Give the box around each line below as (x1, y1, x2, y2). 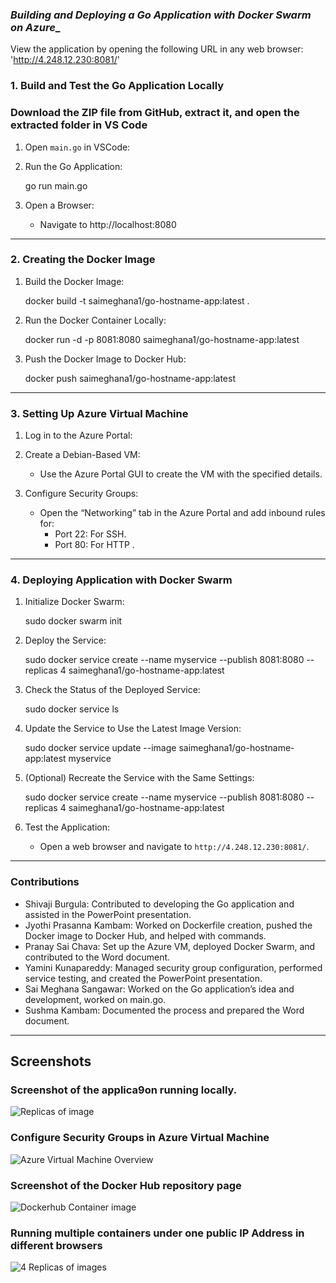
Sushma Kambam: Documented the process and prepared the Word (24, 1004, 305, 1016)
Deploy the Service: (24, 634, 107, 647)
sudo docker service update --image (24, 742, 177, 754)
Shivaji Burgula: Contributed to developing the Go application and (24, 898, 295, 910)
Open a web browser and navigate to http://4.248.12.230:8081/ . (39, 841, 310, 853)
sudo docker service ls (24, 703, 120, 715)
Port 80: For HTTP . (54, 539, 135, 551)
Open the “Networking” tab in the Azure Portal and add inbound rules (39, 507, 326, 519)
